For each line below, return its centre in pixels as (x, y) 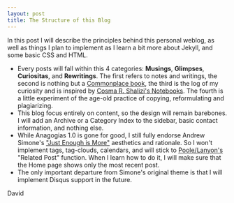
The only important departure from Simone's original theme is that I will (120, 172)
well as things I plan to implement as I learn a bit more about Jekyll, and (110, 47)
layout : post (26, 14)
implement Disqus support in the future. (75, 179)
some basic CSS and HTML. (48, 55)
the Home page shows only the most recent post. (88, 165)
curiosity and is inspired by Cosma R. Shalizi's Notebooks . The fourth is (120, 91)
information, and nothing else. (60, 128)
